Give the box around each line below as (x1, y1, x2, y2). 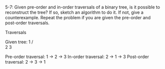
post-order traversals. (5, 20, 50, 26)
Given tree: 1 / (5, 39, 34, 45)
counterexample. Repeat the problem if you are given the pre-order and (5, 15, 151, 20)
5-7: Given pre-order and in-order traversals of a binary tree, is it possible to (5, 4, 161, 10)
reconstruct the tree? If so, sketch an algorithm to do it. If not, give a (5, 9, 144, 15)
